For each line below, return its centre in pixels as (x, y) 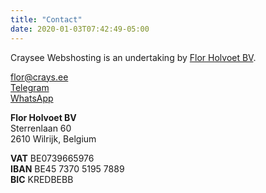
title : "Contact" (46, 19)
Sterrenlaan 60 (41, 128)
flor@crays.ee (39, 77)
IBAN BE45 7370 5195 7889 (67, 168)
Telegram (30, 87)
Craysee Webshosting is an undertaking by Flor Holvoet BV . (133, 57)
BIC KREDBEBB (42, 179)
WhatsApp (32, 98)
